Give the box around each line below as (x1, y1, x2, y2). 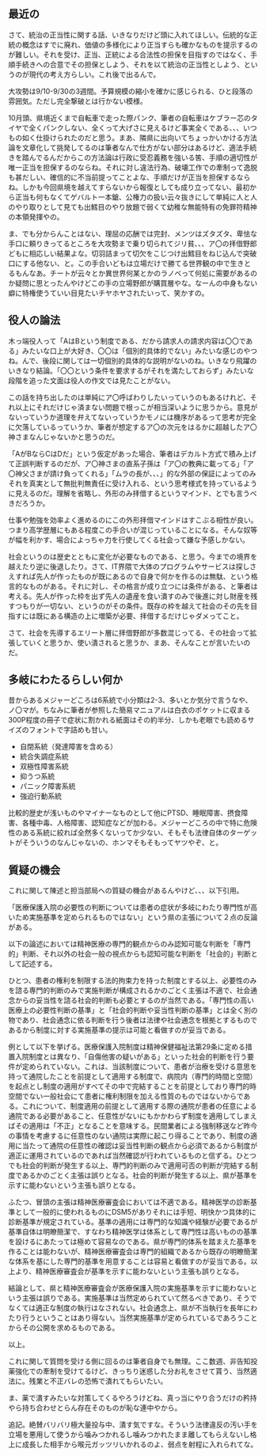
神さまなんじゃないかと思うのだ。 (8, 432, 120, 442)
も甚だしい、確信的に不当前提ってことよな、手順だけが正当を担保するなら (8, 173, 251, 182)
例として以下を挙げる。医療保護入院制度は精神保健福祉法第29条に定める (8, 1042, 245, 1052)
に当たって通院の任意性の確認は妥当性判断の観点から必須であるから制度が (14, 1141, 258, 1151)
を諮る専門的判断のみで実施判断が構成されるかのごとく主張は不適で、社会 (8, 986, 251, 995)
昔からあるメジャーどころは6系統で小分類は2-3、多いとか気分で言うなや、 (8, 696, 253, 705)
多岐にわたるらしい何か (8, 673, 123, 687)
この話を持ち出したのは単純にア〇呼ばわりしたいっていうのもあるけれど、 (8, 392, 251, 402)
